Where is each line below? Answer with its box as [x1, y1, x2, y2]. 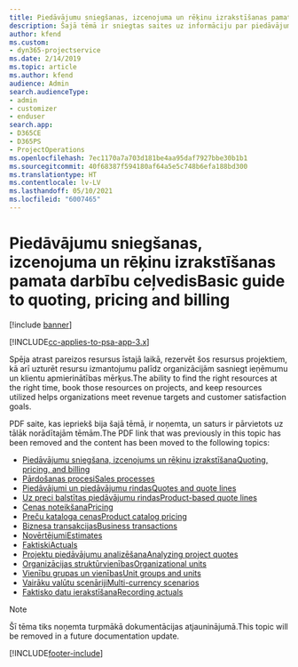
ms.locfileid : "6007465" [9, 195, 101, 205]
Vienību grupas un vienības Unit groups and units [21, 567, 201, 578]
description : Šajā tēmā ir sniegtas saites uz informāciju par [9, 21, 248, 30]
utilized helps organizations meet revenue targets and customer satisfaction [9, 391, 286, 402]
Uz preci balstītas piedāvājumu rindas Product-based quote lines [21, 492, 257, 502]
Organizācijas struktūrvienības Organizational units [21, 558, 207, 569]
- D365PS [9, 137, 42, 146]
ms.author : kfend [9, 71, 74, 80]
